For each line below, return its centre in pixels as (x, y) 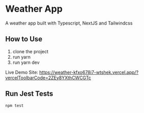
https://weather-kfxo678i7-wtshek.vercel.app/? (89, 72)
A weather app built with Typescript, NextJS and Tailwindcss (69, 23)
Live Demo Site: (22, 72)
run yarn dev (26, 62)
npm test (15, 105)
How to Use (24, 39)
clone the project (31, 51)
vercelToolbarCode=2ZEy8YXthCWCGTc (48, 78)
